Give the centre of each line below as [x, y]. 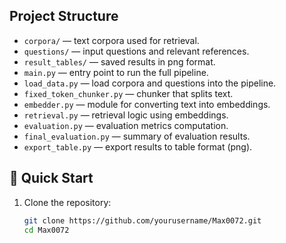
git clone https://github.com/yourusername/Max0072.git [142, 220]
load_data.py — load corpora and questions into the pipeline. [150, 83]
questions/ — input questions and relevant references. [136, 51]
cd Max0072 [46, 230]
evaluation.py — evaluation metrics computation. [126, 125]
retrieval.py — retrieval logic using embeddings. [126, 115]
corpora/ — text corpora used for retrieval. [111, 40]
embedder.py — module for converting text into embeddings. [147, 104]
